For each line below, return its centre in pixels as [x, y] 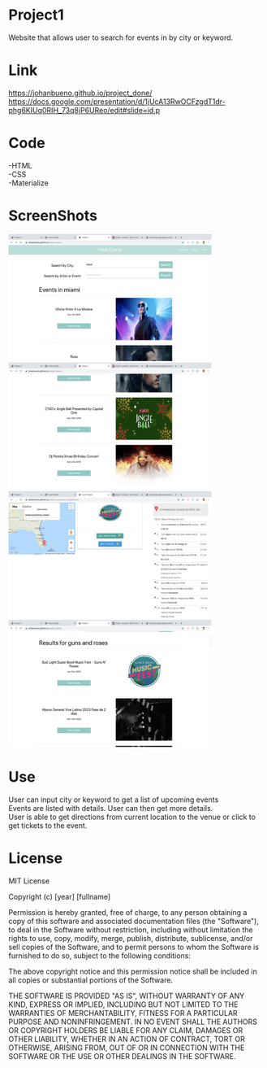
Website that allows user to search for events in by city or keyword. [121, 37]
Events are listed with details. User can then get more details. [111, 808]
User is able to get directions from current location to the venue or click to [132, 817]
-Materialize [28, 183]
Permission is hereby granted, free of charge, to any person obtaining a [128, 912]
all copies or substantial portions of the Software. [90, 980]
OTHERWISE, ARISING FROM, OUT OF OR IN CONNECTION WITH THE [127, 1048]
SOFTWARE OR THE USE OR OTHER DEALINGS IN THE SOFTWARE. [122, 1056]
